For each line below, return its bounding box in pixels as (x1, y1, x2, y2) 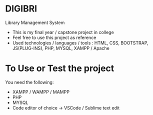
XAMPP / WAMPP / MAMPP (12, 88, 70, 95)
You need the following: (5, 79, 54, 85)
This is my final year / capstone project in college (12, 29, 114, 35)
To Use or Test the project (5, 63, 114, 74)
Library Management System (5, 19, 65, 25)
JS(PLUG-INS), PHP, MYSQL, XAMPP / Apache (12, 45, 110, 51)
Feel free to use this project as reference (12, 34, 96, 40)
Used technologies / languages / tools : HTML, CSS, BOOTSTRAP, (12, 39, 148, 45)
